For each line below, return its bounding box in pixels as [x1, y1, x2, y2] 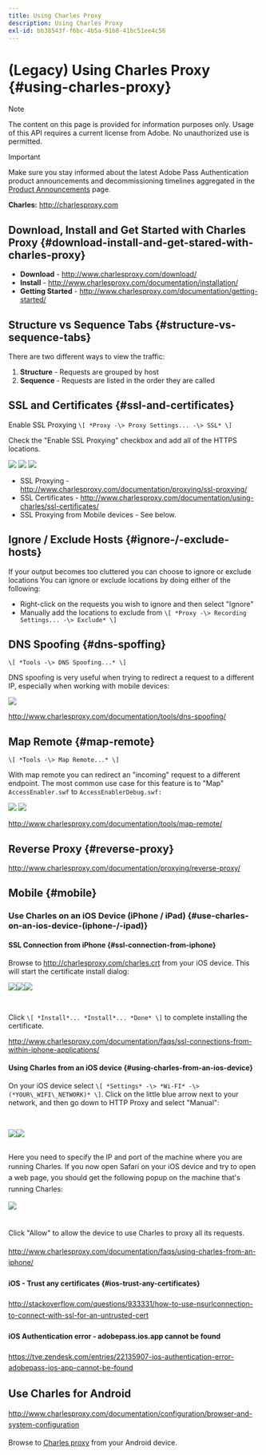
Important [8, 153, 41, 162]
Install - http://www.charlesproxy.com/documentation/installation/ [19, 278, 238, 287]
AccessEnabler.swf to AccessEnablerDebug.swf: [8, 787, 162, 797]
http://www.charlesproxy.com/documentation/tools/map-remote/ [8, 819, 223, 829]
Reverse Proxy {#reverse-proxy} [8, 842, 174, 855]
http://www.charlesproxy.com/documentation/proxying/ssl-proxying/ [19, 484, 248, 494]
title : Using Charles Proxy [8, 11, 102, 20]
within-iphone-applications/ [8, 1045, 100, 1054]
